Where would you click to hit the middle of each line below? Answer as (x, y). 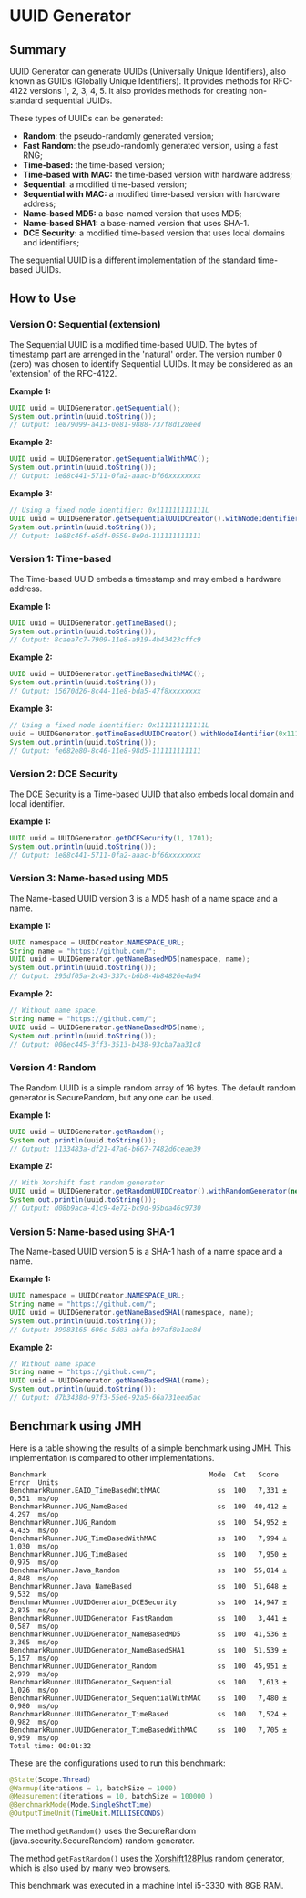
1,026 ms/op (34, 1690)
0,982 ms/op (34, 1722)
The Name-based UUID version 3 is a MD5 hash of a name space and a (143, 898)
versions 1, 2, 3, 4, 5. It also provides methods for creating (138, 91)
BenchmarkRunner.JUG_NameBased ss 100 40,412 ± (148, 1507)
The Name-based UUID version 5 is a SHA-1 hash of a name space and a (146, 1252)
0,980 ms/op (34, 1706)
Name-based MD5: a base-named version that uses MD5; (132, 214)
